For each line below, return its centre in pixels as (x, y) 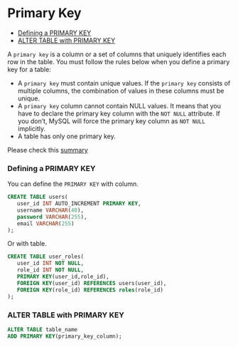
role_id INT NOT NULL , (50, 270)
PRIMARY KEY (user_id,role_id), (63, 277)
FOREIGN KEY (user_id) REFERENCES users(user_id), (92, 283)
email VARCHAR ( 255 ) (45, 223)
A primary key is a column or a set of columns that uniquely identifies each (117, 54)
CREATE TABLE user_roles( (45, 257)
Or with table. (27, 244)
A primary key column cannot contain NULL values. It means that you (119, 105)
